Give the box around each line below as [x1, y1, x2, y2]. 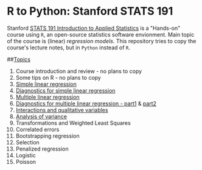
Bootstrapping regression [15, 132, 80, 140]
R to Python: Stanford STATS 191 [7, 4, 173, 18]
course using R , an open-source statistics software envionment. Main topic [7, 30, 195, 38]
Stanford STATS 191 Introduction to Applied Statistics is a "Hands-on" [7, 24, 181, 32]
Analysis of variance [15, 113, 68, 120]
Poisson [15, 158, 36, 165]
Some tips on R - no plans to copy [15, 74, 101, 81]
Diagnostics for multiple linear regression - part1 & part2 [15, 99, 157, 107]
